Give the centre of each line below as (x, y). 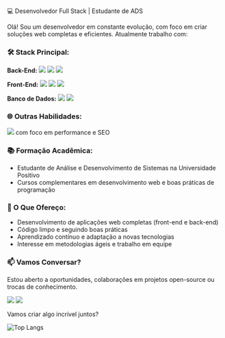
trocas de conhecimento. (42, 287)
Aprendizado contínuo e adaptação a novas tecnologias (95, 237)
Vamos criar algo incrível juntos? (53, 314)
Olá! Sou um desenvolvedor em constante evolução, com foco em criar (107, 27)
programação (36, 190)
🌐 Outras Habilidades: (44, 116)
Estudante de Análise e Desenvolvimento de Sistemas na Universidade (117, 168)
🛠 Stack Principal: (38, 52)
